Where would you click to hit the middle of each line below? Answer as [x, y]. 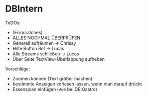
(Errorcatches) [27, 32]
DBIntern [24, 9]
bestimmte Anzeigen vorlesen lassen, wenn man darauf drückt [77, 84]
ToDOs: [13, 23]
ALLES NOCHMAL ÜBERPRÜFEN [46, 38]
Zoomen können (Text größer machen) [52, 78]
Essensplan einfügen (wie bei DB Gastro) [55, 89]
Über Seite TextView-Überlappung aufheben [59, 59]
